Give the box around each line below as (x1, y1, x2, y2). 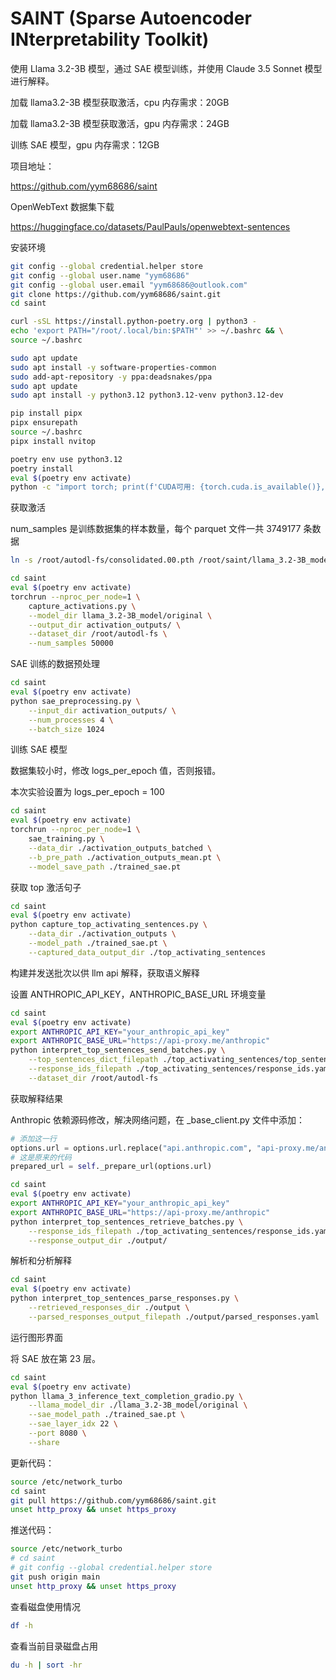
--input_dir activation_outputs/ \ (28, 705, 177, 716)
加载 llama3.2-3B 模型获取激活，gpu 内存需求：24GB (10, 117, 230, 129)
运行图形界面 (10, 1331, 63, 1343)
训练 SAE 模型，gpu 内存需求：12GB (10, 138, 160, 151)
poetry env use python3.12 (10, 454, 123, 464)
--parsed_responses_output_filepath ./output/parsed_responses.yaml (28, 1312, 320, 1322)
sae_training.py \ (28, 834, 105, 844)
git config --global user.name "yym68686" (10, 270, 190, 281)
